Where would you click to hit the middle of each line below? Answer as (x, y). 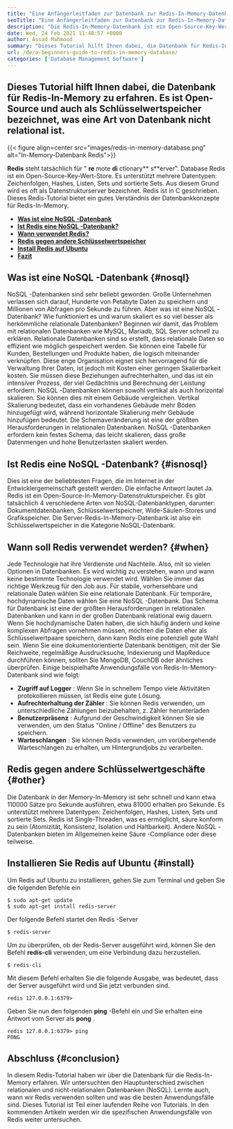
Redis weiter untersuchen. (44, 1120)
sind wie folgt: (60, 675)
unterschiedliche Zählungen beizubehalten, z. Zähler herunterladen (113, 710)
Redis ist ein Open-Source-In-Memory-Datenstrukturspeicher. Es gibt (106, 496)
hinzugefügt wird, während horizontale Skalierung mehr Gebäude (101, 413)
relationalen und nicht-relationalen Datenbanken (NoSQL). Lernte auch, (109, 1090)
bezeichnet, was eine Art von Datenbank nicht (109, 120)
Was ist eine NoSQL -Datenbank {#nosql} (98, 277)
